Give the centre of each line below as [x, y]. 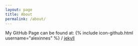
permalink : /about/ [26, 19]
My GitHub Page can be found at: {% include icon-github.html [69, 33]
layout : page [19, 10]
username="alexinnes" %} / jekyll [40, 38]
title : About [19, 14]
